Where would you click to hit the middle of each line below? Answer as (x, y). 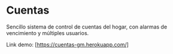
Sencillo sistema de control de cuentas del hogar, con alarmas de (87, 27)
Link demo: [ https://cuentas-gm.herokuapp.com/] (67, 45)
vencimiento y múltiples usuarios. (48, 33)
